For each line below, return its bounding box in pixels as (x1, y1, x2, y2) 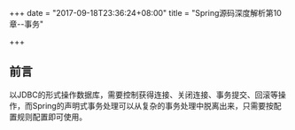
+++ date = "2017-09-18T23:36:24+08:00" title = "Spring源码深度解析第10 (9, 8, 282, 18)
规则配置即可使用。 (16, 111, 87, 122)
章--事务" (9, 19, 44, 29)
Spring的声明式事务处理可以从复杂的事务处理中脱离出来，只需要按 (32, 100, 275, 111)
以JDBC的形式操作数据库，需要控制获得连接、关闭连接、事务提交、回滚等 (9, 89, 279, 100)
